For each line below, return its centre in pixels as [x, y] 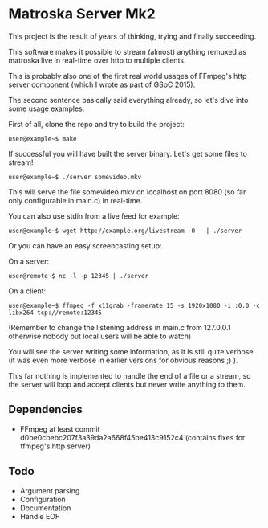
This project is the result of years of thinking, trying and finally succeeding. [132, 36]
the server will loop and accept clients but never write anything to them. [127, 384]
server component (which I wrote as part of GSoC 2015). [102, 84]
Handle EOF [40, 516]
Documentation [45, 508]
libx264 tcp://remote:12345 [55, 313]
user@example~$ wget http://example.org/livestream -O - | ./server [125, 231]
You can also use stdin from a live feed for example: [94, 216]
